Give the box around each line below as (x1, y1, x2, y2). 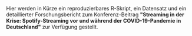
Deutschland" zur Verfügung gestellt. (6, 23, 98, 30)
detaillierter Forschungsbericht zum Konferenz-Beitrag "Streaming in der (6, 11, 184, 18)
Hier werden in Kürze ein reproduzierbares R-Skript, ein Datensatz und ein (6, 5, 187, 12)
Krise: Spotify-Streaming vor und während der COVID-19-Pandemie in (6, 17, 181, 24)
